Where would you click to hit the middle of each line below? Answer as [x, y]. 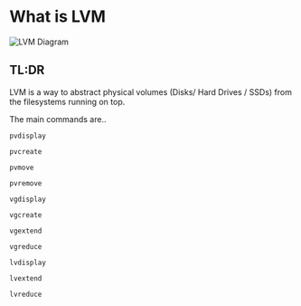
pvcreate [26, 151]
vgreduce [26, 246]
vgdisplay [28, 199]
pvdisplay [28, 136]
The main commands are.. [58, 119]
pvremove [26, 183]
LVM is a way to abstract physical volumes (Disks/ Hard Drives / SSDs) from [150, 91]
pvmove [22, 167]
